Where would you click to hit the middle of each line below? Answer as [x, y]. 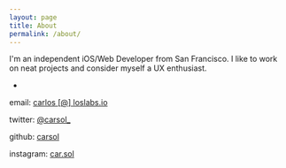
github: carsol [35, 137]
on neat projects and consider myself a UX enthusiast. [108, 68]
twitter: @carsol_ [40, 119]
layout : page [33, 17]
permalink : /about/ [45, 34]
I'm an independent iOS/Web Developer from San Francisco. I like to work [143, 59]
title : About [33, 26]
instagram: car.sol [42, 154]
